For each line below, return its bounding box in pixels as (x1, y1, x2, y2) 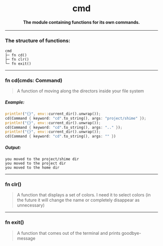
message (16, 235, 35, 241)
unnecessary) (16, 202, 45, 208)
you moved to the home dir (5, 165, 60, 170)
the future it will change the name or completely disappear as (16, 197, 140, 203)
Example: (5, 99, 25, 105)
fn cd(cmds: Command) (5, 77, 63, 84)
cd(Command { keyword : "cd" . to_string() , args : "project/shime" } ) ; (5, 116, 147, 121)
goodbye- (121, 230, 142, 236)
